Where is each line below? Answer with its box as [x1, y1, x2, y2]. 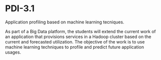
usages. [5, 49, 21, 55]
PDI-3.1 [5, 3, 35, 14]
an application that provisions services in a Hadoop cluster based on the [5, 34, 151, 40]
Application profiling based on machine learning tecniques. [5, 19, 124, 25]
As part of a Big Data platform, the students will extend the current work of [5, 28, 156, 34]
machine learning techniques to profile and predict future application [5, 44, 144, 50]
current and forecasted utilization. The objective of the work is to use [5, 39, 145, 44]
